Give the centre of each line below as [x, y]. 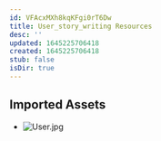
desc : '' [26, 34]
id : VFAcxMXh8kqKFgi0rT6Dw [60, 18]
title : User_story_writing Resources [81, 26]
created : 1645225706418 [55, 52]
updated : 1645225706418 [55, 43]
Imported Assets [58, 105]
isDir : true [32, 69]
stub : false [32, 60]
